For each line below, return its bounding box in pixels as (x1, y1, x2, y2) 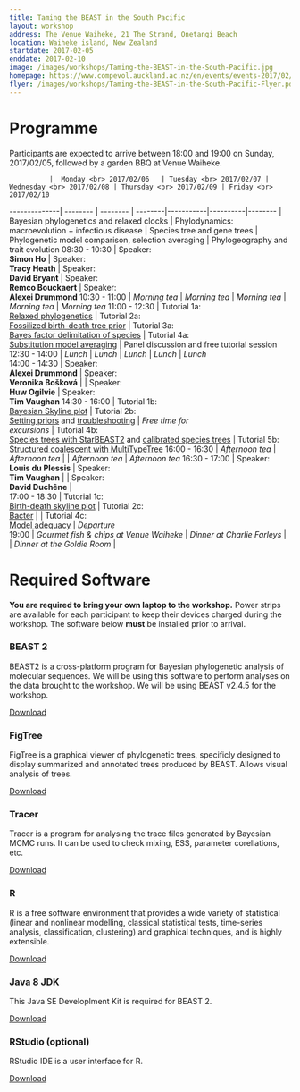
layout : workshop (9, 21, 74, 30)
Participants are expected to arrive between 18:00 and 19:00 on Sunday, (9, 148, 275, 158)
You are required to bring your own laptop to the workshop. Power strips (9, 599, 281, 610)
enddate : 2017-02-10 (9, 55, 87, 63)
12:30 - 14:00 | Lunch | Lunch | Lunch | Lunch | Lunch (9, 348, 207, 359)
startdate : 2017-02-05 (9, 47, 94, 55)
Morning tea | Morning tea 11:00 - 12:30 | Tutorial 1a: (9, 301, 202, 311)
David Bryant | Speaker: (9, 272, 98, 283)
